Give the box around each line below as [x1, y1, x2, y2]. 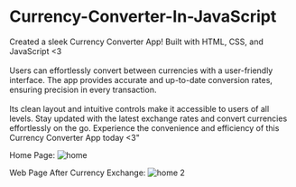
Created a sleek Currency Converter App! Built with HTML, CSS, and [9, 36, 264, 47]
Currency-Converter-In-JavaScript [9, 6, 277, 27]
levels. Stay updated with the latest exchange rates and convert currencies [9, 113, 288, 124]
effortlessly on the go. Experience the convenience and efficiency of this [9, 122, 280, 133]
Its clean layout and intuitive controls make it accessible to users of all [9, 103, 270, 114]
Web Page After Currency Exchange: [9, 167, 146, 178]
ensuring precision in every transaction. [9, 84, 157, 95]
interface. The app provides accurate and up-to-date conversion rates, [9, 74, 273, 85]
